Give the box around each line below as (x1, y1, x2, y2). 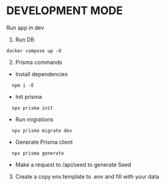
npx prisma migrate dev (12, 127, 72, 134)
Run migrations (15, 115, 54, 123)
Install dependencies (15, 70, 68, 77)
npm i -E (12, 82, 34, 88)
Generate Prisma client (15, 138, 73, 145)
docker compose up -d (6, 47, 62, 54)
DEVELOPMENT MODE (6, 4, 123, 18)
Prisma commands (15, 58, 63, 66)
